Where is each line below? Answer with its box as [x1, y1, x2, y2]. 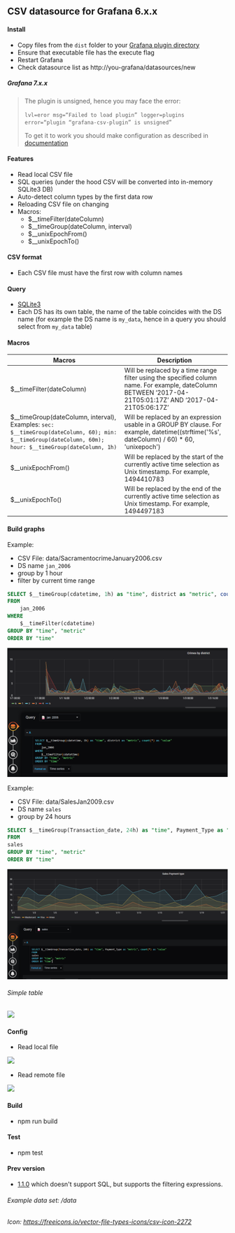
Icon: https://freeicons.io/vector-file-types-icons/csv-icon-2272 [7, 1218, 192, 1226]
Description [157, 356, 192, 364]
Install [7, 24, 26, 34]
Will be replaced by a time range [124, 366, 218, 375]
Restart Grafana [17, 55, 64, 64]
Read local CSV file [17, 170, 73, 178]
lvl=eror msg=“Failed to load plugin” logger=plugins [24, 111, 185, 118]
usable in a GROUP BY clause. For [124, 420, 222, 429]
